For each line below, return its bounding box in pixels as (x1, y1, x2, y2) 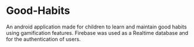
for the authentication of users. (6, 35, 81, 42)
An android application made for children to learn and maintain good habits (6, 23, 187, 30)
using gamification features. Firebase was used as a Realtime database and (6, 29, 189, 36)
